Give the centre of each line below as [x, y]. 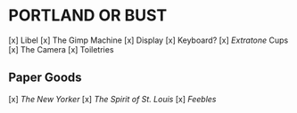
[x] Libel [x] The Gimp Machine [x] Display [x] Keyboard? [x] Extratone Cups [148, 40]
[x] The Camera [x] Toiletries [61, 49]
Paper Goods [45, 78]
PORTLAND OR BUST [88, 16]
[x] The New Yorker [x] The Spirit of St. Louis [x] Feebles [112, 99]
